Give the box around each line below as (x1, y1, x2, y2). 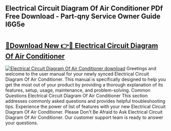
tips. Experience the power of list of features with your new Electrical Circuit (5, 103, 166, 110)
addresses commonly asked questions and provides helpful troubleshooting (5, 98, 165, 104)
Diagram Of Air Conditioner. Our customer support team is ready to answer (5, 115, 164, 120)
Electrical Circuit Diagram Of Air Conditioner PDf (5, 4, 163, 13)
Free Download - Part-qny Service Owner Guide (5, 12, 161, 21)
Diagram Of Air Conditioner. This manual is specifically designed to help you (5, 76, 166, 82)
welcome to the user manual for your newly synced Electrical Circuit (5, 71, 149, 77)
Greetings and (126, 65, 157, 71)
